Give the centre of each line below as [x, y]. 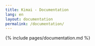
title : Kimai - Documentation [37, 10]
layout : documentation [29, 19]
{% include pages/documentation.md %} [48, 38]
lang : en [14, 14]
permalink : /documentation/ [35, 24]
